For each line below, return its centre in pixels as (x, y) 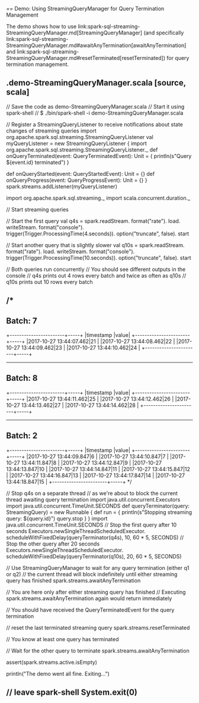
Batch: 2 (22, 436)
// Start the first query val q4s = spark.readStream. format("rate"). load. (93, 221)
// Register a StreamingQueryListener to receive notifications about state (95, 124)
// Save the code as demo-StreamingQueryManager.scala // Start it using (95, 106)
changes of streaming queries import (51, 131)
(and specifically (164, 33)
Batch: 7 (22, 321)
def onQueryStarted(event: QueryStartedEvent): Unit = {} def (81, 174)
